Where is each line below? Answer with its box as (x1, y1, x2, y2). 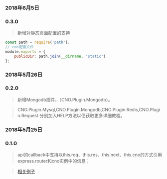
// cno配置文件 (5, 45, 34, 50)
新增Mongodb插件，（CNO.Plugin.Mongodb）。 (17, 96, 113, 102)
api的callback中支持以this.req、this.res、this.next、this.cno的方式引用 (17, 152, 162, 158)
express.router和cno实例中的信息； (17, 158, 91, 164)
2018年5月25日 (5, 126, 42, 133)
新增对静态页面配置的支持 (17, 30, 70, 36)
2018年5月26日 (5, 71, 43, 78)
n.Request (17, 112, 39, 118)
